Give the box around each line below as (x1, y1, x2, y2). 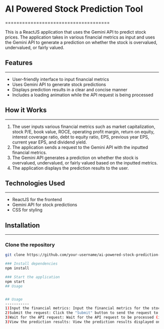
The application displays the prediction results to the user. (12, 165, 129, 171)
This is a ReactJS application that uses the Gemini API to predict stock (5, 29, 146, 35)
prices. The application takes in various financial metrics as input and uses (5, 34, 155, 40)
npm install (5, 266, 29, 271)
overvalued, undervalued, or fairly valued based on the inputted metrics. (12, 160, 158, 165)
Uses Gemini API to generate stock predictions (12, 82, 106, 87)
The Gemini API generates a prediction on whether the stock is (12, 155, 139, 161)
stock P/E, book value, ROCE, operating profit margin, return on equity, (12, 128, 155, 135)
